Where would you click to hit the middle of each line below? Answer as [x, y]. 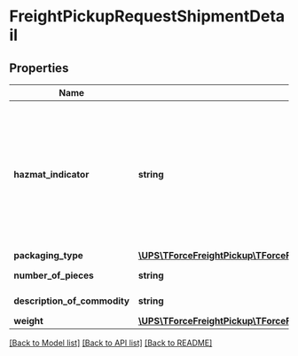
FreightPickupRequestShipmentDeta [147, 16]
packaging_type [49, 255]
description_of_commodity [72, 301]
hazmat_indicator [51, 174]
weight [29, 321]
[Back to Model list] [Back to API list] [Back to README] [111, 343]
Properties [39, 68]
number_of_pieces [54, 275]
